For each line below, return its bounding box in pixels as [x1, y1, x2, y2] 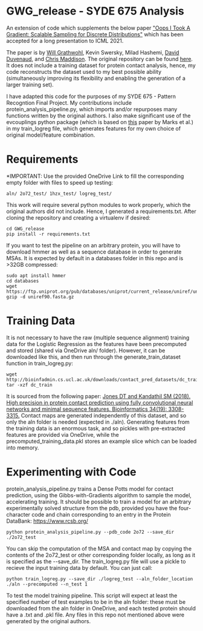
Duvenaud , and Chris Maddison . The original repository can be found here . [6, 55, 193, 62]
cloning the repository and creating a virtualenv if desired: [6, 214, 151, 221]
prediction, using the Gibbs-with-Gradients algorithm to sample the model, [6, 491, 192, 499]
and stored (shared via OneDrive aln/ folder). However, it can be [6, 347, 166, 354]
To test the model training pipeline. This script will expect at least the [6, 592, 178, 599]
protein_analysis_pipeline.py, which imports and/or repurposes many [6, 105, 178, 113]
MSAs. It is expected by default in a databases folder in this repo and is [6, 254, 184, 261]
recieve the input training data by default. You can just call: [6, 564, 153, 571]
